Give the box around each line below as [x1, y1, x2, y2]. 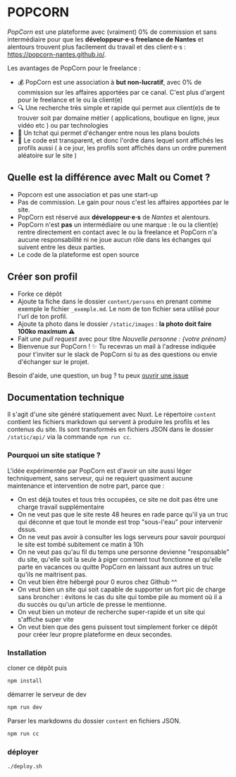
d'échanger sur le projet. [17, 357, 89, 366]
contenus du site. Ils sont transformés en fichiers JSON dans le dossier [7, 425, 213, 434]
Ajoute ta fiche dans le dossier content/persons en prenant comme [17, 297, 211, 306]
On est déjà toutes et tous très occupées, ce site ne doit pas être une [17, 495, 218, 503]
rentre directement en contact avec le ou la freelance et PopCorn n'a [17, 227, 217, 236]
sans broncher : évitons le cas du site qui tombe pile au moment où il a [17, 592, 223, 601]
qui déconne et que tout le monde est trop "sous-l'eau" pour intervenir [17, 517, 223, 526]
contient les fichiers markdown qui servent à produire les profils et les [7, 418, 210, 426]
